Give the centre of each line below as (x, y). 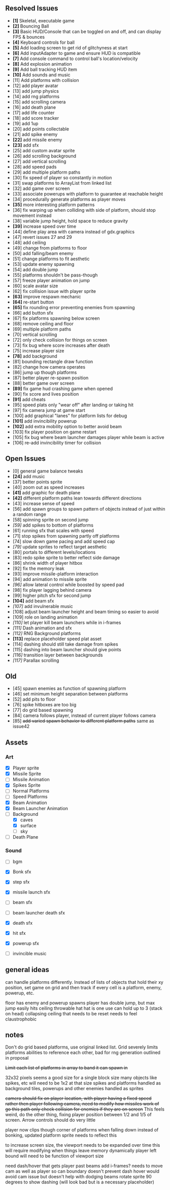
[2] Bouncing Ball (31, 26)
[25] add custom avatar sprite (44, 150)
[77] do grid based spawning (43, 710)
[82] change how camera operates (49, 367)
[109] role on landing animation (45, 617)
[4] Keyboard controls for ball (44, 42)
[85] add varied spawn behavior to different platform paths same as (83, 721)
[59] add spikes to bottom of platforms (53, 525)
